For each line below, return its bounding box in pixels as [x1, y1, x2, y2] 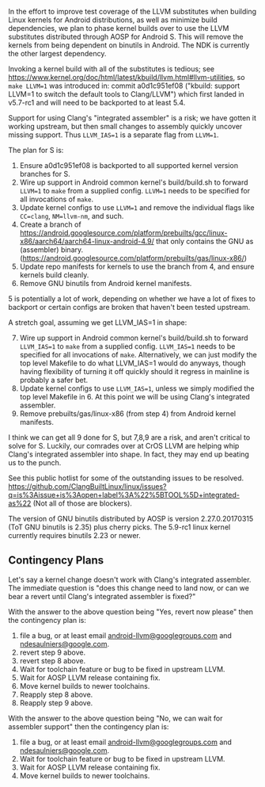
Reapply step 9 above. [19, 697, 93, 708]
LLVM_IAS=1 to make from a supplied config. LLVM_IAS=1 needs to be [19, 342, 236, 351]
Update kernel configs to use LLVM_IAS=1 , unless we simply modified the [19, 384, 255, 393]
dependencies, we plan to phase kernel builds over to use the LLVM [8, 24, 229, 32]
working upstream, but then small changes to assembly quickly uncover [8, 122, 243, 131]
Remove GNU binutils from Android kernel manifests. [19, 279, 192, 288]
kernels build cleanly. [19, 270, 89, 280]
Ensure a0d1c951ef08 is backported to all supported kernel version [19, 161, 239, 170]
